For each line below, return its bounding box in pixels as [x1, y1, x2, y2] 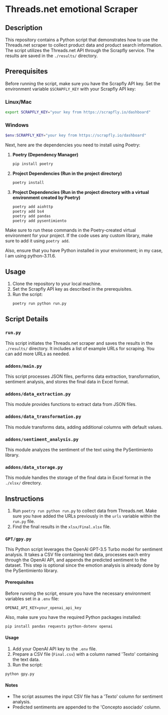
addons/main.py [5, 363, 42, 369]
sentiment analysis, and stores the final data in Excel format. [5, 379, 129, 385]
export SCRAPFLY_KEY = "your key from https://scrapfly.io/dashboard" [5, 110, 151, 115]
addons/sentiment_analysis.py [5, 436, 79, 442]
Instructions [5, 495, 44, 503]
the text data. [12, 656, 40, 662]
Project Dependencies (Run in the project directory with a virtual [12, 189, 149, 195]
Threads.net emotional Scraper [5, 4, 138, 15]
